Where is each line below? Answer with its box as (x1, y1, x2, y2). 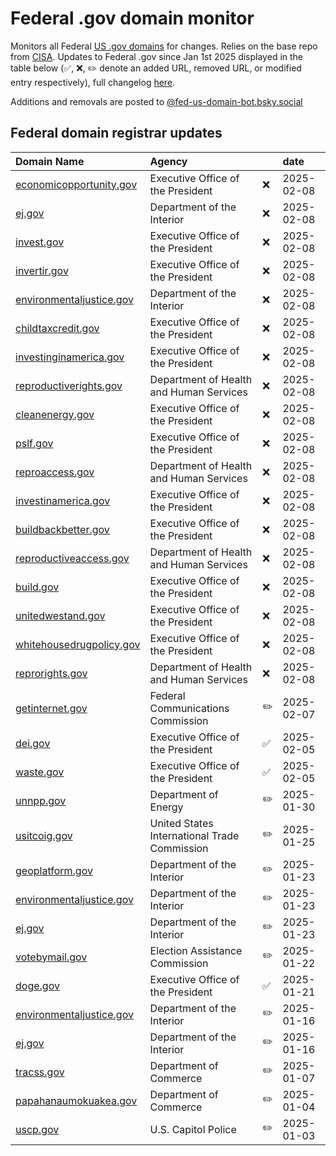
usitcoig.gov (15, 828, 73, 842)
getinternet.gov (15, 701, 88, 715)
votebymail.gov (15, 950, 88, 964)
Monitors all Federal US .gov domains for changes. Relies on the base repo (10, 40, 318, 52)
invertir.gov (15, 263, 69, 277)
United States (149, 816, 214, 830)
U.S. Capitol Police (149, 1122, 237, 1136)
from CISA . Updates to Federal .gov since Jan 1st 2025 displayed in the (10, 50, 304, 62)
